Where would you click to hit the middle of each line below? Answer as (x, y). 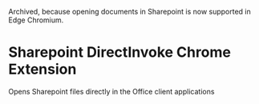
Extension (42, 69)
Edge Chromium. (36, 20)
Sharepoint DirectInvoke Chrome (119, 52)
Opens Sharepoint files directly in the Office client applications (111, 91)
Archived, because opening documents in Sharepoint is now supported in (129, 12)
